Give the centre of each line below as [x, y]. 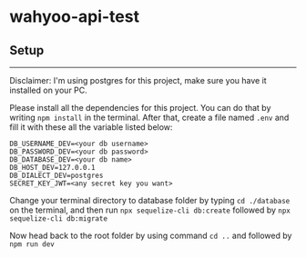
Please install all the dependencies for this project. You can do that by [140, 108]
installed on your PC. [49, 90]
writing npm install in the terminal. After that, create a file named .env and [149, 117]
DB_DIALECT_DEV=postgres [56, 175]
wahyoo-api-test [74, 17]
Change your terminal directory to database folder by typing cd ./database [150, 200]
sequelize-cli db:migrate [58, 219]
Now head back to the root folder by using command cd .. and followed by [151, 235]
